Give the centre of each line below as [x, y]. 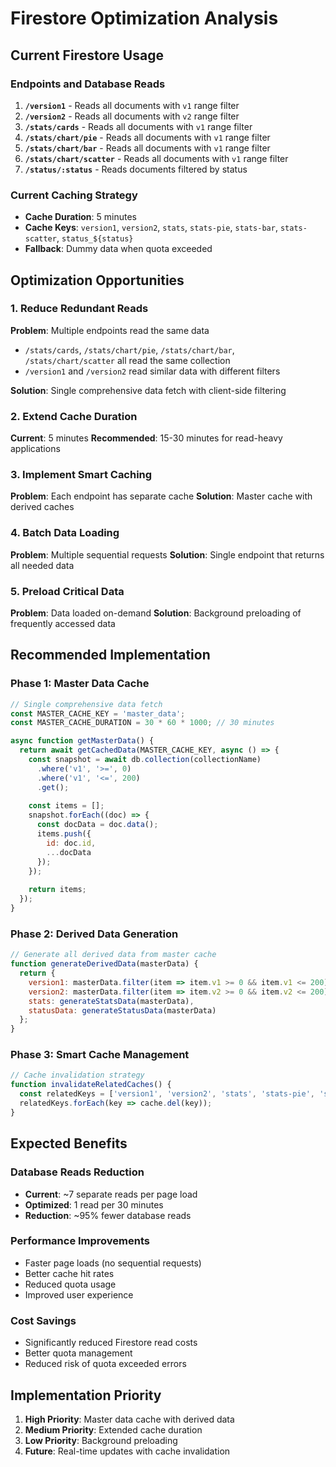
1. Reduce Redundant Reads [79, 309]
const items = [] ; [66, 806]
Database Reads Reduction [77, 1172]
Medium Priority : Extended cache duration [113, 1429]
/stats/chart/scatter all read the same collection [127, 360]
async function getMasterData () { [82, 741]
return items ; [57, 890]
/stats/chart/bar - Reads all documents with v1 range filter [147, 148]
